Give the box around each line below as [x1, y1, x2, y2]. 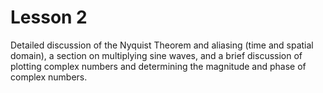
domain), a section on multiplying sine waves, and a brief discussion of [10, 49, 303, 61]
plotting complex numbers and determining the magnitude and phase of [10, 60, 307, 72]
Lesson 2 [10, 6, 88, 29]
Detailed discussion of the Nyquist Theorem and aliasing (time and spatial [10, 39, 314, 51]
